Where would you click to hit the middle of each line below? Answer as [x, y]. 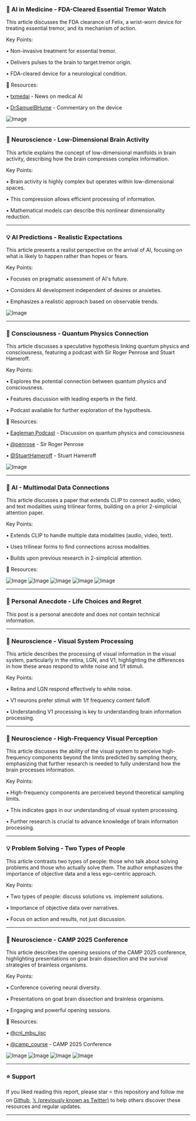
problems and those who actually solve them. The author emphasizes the [94, 867]
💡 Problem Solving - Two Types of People [66, 848]
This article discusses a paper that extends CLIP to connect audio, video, [94, 500]
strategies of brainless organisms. [47, 965]
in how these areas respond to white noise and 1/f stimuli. [75, 666]
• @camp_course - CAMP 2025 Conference [59, 1044]
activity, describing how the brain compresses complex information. [87, 159]
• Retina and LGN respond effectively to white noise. [69, 689]
